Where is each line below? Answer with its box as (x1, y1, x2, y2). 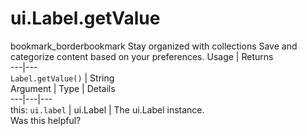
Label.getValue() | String (10, 72, 115, 84)
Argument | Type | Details (10, 82, 116, 94)
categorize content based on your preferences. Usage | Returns (10, 50, 274, 62)
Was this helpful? (10, 114, 82, 126)
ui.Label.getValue (10, 7, 161, 30)
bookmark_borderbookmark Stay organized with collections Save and (10, 40, 298, 52)
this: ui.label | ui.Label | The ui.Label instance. (10, 103, 205, 116)
